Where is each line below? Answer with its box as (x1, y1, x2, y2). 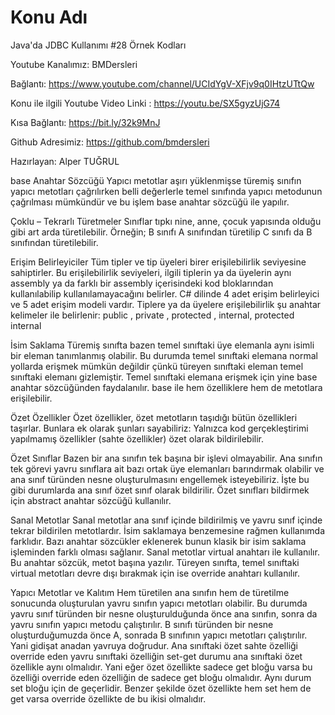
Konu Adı (10, 6, 88, 29)
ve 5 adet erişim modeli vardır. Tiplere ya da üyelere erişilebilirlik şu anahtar (10, 298, 322, 310)
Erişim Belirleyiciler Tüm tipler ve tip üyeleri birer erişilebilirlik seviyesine (10, 256, 307, 268)
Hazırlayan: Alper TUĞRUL (10, 155, 120, 167)
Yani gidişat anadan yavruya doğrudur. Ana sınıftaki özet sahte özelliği (10, 639, 298, 651)
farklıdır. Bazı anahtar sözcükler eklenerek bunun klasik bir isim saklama (10, 535, 307, 547)
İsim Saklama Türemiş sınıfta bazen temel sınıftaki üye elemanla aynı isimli (10, 339, 315, 351)
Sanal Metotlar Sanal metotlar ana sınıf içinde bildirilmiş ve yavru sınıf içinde (10, 514, 323, 526)
